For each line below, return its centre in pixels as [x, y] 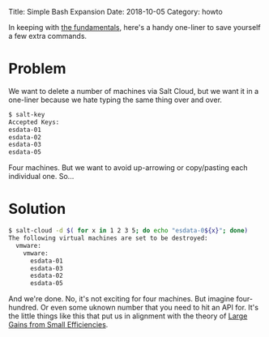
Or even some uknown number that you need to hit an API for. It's [149, 308]
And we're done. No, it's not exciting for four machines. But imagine [122, 299]
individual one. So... [41, 177]
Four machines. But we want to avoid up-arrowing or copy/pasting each [128, 168]
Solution [37, 209]
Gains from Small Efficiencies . [58, 325]
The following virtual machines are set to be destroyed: [108, 238]
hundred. [23, 308]
